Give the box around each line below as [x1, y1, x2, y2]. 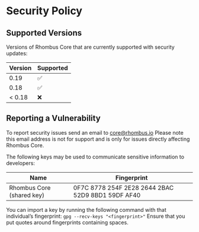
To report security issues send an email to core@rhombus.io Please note [6, 129, 184, 136]
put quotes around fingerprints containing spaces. [6, 218, 129, 226]
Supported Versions [6, 28, 82, 38]
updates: [6, 50, 28, 57]
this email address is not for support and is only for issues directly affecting [6, 135, 190, 142]
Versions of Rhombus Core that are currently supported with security [6, 43, 175, 50]
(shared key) [9, 191, 44, 199]
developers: [6, 159, 36, 167]
